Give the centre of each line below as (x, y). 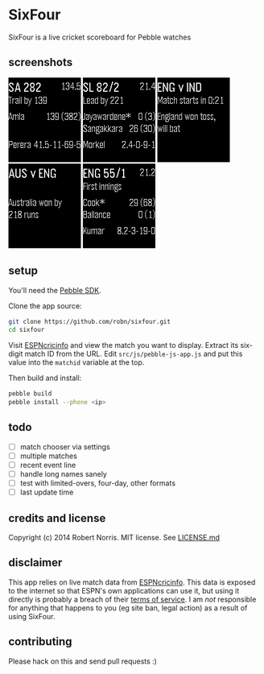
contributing (40, 642)
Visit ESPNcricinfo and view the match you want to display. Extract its (124, 345)
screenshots (41, 62)
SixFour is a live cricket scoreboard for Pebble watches (100, 37)
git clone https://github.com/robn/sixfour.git (90, 321)
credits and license (57, 518)
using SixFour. (32, 616)
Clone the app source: (45, 306)
